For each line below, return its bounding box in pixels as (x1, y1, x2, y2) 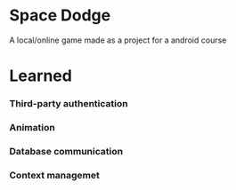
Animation (9, 121, 55, 133)
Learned (9, 66, 73, 86)
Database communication (9, 145, 123, 157)
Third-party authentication (9, 98, 128, 110)
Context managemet (9, 169, 101, 181)
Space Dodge (9, 5, 111, 26)
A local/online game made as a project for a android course (9, 35, 227, 45)
